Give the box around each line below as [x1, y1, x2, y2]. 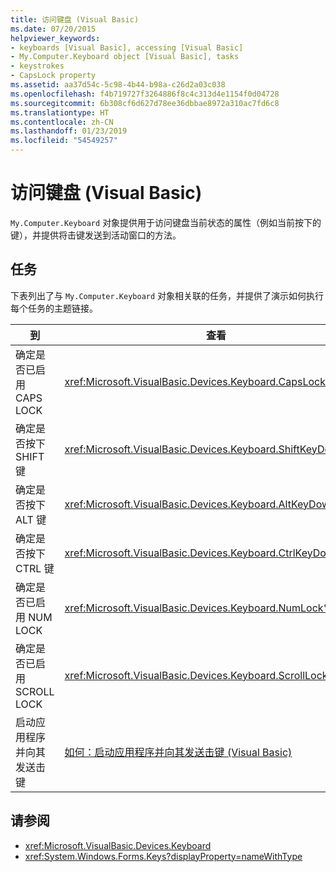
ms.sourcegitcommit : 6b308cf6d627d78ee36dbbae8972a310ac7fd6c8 [10, 98, 280, 108]
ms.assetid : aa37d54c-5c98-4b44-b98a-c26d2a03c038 [10, 80, 226, 90]
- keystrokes [10, 61, 65, 71]
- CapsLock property [10, 71, 97, 81]
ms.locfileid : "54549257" [10, 136, 118, 146]
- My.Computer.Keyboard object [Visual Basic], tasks [10, 52, 240, 62]
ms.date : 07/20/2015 [10, 24, 97, 34]
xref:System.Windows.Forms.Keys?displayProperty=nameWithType [24, 850, 303, 862]
